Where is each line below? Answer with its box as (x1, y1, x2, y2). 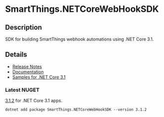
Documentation (12, 69, 44, 75)
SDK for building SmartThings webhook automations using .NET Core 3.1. (5, 36, 154, 42)
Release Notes (12, 63, 42, 70)
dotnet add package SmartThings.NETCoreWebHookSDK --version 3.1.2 (5, 107, 147, 112)
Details (5, 50, 27, 59)
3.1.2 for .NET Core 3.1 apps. (5, 98, 63, 104)
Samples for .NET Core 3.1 (12, 74, 66, 80)
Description (5, 23, 42, 32)
